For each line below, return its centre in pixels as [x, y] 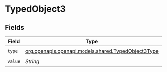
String [32, 61]
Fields [15, 28]
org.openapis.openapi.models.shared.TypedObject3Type [92, 51]
